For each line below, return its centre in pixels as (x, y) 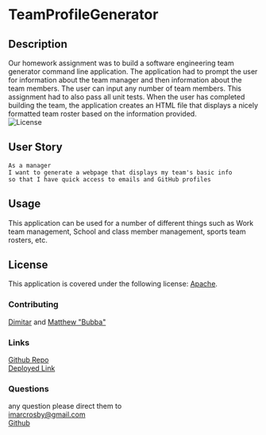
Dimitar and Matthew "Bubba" (57, 322)
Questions (29, 389)
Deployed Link (32, 368)
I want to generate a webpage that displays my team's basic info (120, 173)
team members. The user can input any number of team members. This (125, 88)
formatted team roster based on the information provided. (102, 114)
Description (38, 44)
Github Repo (29, 360)
